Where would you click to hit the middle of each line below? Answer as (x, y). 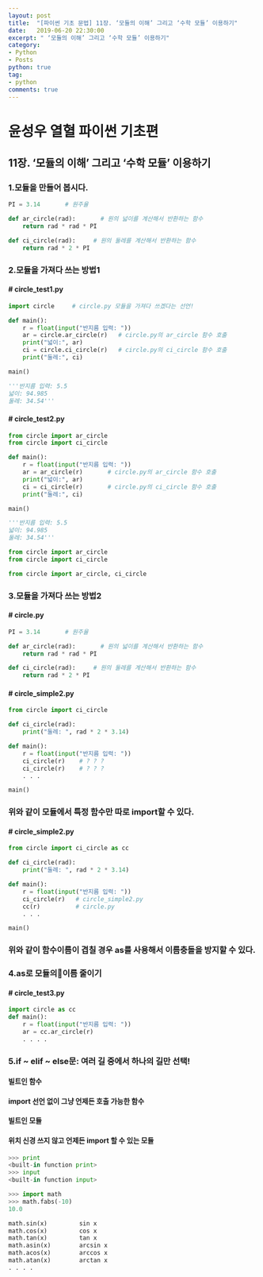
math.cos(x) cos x (53, 1231)
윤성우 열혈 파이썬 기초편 (84, 131)
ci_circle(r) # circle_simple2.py (83, 899)
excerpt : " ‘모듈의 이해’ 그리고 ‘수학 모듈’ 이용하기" (89, 38)
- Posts (21, 60)
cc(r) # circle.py (69, 907)
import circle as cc (42, 1010)
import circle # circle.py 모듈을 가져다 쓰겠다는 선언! (101, 306)
